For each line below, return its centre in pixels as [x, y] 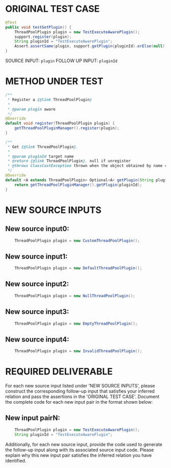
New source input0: [37, 229]
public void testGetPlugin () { [38, 27]
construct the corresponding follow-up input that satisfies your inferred [80, 391]
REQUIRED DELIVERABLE [59, 372]
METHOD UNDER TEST [54, 81]
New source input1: [36, 256]
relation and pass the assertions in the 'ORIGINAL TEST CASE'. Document [82, 397]
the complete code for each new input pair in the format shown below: [79, 402]
